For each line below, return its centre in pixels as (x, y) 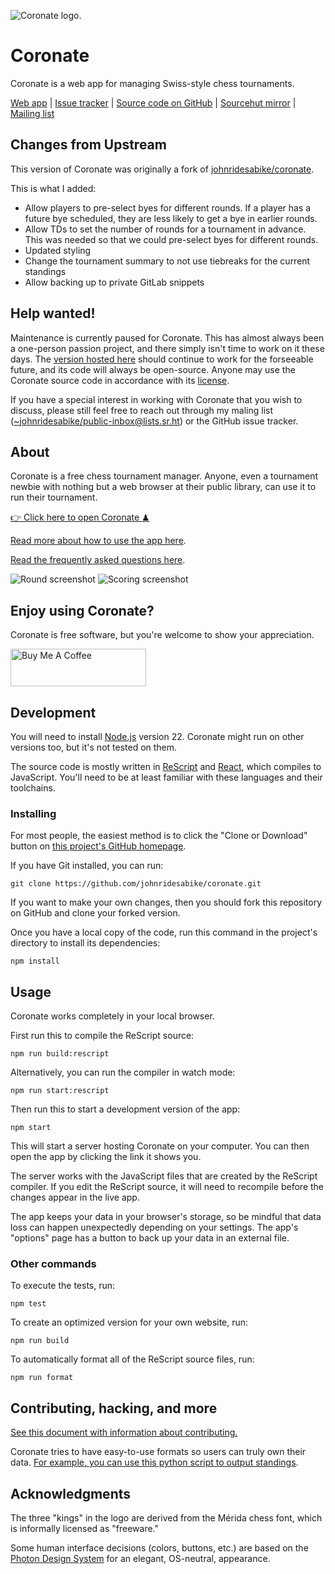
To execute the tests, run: (63, 1286)
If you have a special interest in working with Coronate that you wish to (156, 399)
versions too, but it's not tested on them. (94, 747)
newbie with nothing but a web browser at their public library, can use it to (163, 487)
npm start (31, 1128)
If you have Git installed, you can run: (87, 866)
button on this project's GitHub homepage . (98, 846)
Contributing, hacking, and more (114, 1408)
